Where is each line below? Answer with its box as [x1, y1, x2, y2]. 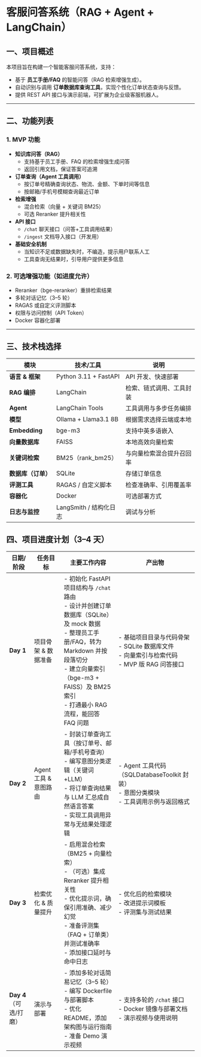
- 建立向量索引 [63, 664, 106, 673]
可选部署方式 [125, 492, 162, 500]
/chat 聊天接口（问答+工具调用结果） [23, 225, 116, 232]
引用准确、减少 [69, 903, 112, 912]
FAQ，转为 [71, 637, 102, 646]
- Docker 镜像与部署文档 [118, 1004, 188, 1013]
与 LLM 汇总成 [63, 793, 103, 801]
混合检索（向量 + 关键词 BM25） [23, 202, 105, 210]
